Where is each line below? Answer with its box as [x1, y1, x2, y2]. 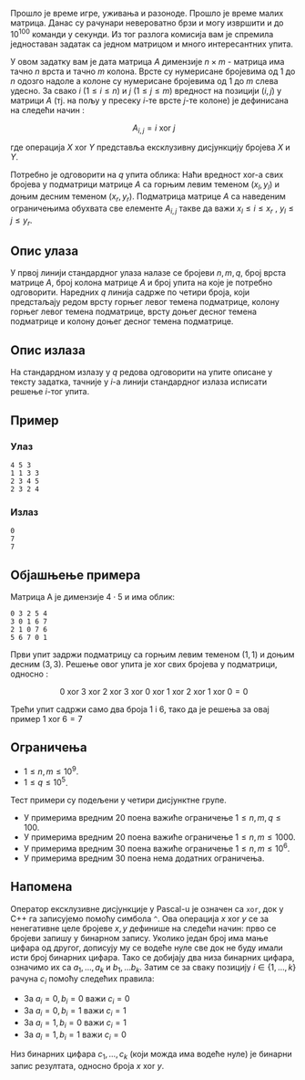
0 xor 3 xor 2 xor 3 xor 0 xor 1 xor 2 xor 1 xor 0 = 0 [59, 687, 249, 697]
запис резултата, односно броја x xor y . [10, 1061, 165, 1072]
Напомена [10, 879, 73, 895]
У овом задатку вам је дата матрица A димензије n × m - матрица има [10, 56, 285, 67]
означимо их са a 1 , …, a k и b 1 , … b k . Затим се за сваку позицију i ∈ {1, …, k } [10, 961, 297, 975]
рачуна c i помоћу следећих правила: [10, 973, 155, 987]
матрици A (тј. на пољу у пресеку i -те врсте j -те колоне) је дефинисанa [10, 95, 290, 106]
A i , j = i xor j [132, 122, 176, 135]
